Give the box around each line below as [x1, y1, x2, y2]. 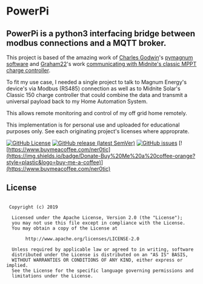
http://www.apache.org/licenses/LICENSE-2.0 [25, 236, 139, 242]
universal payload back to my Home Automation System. [6, 98, 148, 105]
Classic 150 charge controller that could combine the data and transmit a [6, 91, 188, 98]
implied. [6, 262, 28, 268]
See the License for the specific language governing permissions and [12, 268, 194, 274]
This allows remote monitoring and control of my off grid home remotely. [6, 110, 188, 116]
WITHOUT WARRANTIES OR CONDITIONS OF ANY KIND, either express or [12, 257, 183, 263]
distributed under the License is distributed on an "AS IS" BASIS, [12, 251, 188, 258]
